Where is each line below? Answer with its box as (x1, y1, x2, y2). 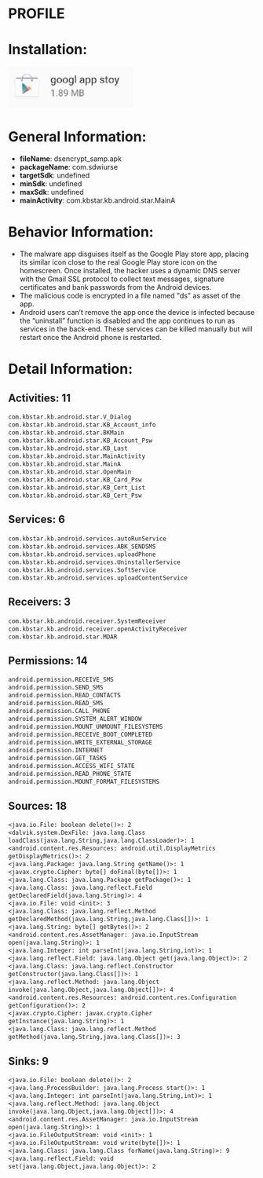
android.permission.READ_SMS (8, 700, 104, 708)
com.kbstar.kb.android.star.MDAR (8, 633, 118, 641)
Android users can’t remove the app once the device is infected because (19, 308, 255, 316)
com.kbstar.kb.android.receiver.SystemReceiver (8, 617, 167, 625)
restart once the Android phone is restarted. (19, 333, 163, 342)
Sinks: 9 (8, 1054, 49, 1068)
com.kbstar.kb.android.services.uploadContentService (8, 574, 188, 582)
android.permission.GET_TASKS (8, 755, 108, 763)
